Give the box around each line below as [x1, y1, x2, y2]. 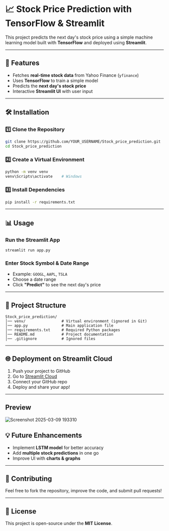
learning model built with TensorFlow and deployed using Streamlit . [5, 39, 147, 45]
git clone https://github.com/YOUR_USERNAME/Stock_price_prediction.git [5, 139, 161, 144]
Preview [5, 403, 32, 412]
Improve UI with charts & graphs [12, 455, 80, 461]
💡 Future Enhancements [5, 431, 82, 440]
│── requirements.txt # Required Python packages [5, 328, 121, 333]
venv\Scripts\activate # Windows [5, 174, 82, 179]
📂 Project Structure [5, 301, 66, 309]
